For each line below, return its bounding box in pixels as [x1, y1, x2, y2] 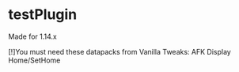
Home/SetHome [8, 55, 61, 65]
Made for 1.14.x [8, 32, 58, 41]
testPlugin [8, 6, 78, 24]
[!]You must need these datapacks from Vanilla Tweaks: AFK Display [8, 47, 231, 56]
